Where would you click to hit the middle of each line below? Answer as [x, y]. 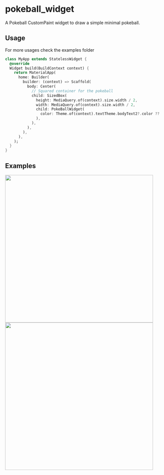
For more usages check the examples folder [50, 50]
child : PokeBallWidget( [60, 109]
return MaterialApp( [35, 73]
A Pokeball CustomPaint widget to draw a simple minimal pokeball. [73, 23]
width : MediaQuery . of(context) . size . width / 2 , [86, 105]
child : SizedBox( [49, 95]
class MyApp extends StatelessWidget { [46, 59]
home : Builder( [34, 77]
